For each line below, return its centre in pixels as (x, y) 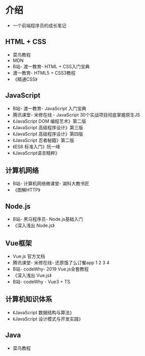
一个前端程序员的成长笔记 (39, 25)
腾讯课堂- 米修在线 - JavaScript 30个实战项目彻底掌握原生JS (76, 114)
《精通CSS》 (25, 79)
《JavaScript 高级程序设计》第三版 (48, 127)
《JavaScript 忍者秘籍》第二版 (43, 140)
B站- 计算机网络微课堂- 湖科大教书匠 (51, 184)
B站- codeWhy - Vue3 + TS (41, 282)
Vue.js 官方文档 (29, 256)
